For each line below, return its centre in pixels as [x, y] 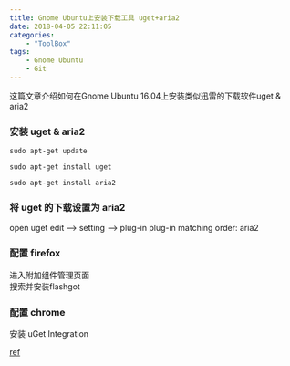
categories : [32, 35]
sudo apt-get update [49, 152]
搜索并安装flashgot [45, 286]
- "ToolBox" [48, 43]
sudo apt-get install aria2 [63, 183]
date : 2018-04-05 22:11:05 [61, 26]
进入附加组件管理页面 [49, 275]
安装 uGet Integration [49, 334]
